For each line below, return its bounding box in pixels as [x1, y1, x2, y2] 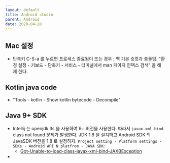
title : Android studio [5, 12, 53, 17]
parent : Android [5, 17, 40, 22]
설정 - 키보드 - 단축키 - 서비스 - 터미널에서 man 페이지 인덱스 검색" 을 [18, 62, 156, 68]
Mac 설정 [5, 41, 33, 50]
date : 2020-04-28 [5, 21, 42, 27]
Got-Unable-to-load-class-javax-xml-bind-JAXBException [20, 148, 142, 154]
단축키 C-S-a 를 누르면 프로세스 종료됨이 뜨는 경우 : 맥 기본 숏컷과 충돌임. [12, 56, 158, 62]
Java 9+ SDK [5, 112, 47, 120]
